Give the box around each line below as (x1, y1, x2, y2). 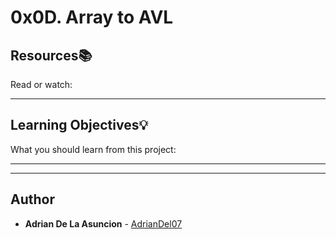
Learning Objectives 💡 (10, 117, 149, 134)
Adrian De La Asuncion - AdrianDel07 (24, 217, 183, 230)
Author (10, 191, 55, 208)
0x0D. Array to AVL (10, 6, 174, 29)
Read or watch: (10, 79, 73, 90)
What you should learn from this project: (10, 143, 177, 155)
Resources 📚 (10, 47, 93, 64)
